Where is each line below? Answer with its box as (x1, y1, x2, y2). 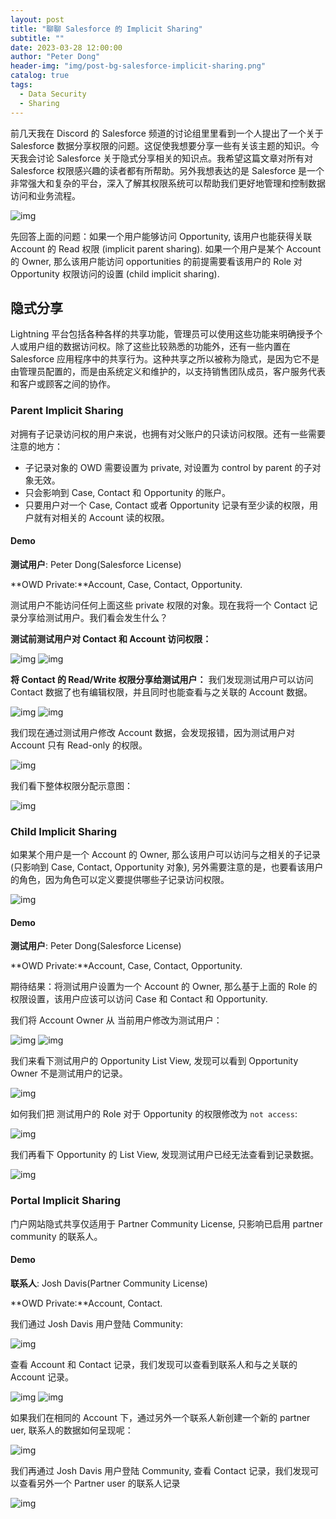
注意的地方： (10, 440, 63, 452)
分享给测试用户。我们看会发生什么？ (18, 611, 168, 623)
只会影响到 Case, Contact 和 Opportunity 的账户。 (24, 486, 232, 498)
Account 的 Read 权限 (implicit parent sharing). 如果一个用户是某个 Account (10, 242, 322, 255)
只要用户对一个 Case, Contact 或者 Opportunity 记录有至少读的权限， (24, 499, 310, 511)
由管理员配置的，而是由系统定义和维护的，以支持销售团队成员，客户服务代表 (10, 366, 326, 378)
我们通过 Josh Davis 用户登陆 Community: (10, 1317, 184, 1330)
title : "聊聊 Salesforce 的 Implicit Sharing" (10, 24, 203, 34)
